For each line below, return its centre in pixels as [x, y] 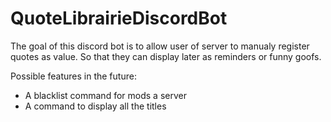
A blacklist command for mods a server [105, 95]
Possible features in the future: [73, 76]
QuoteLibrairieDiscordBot [119, 18]
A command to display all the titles [95, 106]
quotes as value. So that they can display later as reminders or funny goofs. [166, 56]
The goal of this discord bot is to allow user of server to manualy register [160, 46]
